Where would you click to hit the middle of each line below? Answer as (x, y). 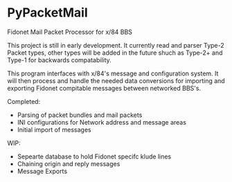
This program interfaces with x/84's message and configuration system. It (113, 73)
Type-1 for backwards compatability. (60, 60)
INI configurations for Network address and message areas (102, 122)
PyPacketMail (47, 13)
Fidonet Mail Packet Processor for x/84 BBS (70, 32)
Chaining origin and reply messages (69, 163)
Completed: (24, 101)
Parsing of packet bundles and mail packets (80, 115)
